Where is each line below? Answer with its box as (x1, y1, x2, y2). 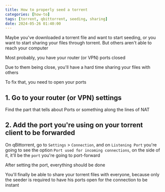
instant (5, 182, 19, 188)
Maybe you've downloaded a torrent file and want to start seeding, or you (5, 35, 156, 41)
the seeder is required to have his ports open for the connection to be (5, 177, 148, 183)
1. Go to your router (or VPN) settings (5, 94, 122, 102)
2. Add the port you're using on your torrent (5, 121, 143, 129)
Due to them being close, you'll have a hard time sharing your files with (5, 64, 151, 70)
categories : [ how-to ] (5, 12, 50, 17)
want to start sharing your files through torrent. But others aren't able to (5, 40, 152, 46)
